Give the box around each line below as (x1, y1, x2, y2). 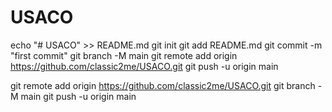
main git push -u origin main (20, 90, 137, 102)
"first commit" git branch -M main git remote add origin (10, 49, 238, 61)
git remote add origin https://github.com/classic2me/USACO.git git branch (10, 79, 316, 91)
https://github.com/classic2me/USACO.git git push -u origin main (10, 60, 279, 72)
